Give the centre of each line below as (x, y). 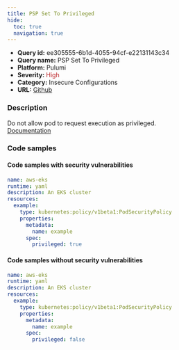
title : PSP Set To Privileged (51, 14)
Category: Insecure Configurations (67, 82)
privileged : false (59, 340)
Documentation (29, 130)
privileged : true (57, 244)
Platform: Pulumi (42, 67)
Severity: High (39, 75)
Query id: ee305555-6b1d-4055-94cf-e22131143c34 (93, 53)
